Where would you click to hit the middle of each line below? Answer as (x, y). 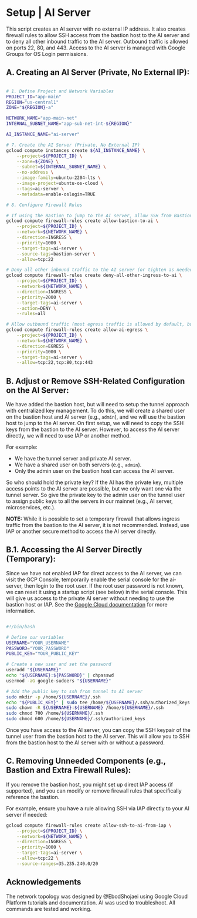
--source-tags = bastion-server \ (56, 254)
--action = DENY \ (37, 308)
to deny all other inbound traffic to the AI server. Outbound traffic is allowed (97, 41)
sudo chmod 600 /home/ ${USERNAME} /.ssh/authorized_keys (76, 719)
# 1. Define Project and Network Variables (60, 91)
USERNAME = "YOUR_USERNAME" (38, 643)
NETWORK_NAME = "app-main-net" (42, 118)
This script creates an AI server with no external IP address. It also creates (96, 29)
